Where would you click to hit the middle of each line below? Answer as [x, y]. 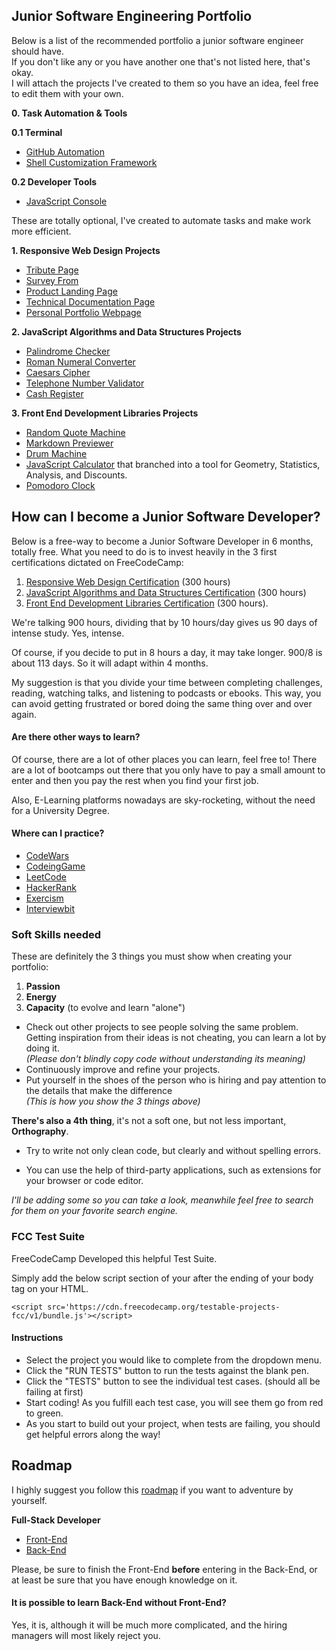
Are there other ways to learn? [76, 737]
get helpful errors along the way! [93, 1434]
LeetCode [46, 877]
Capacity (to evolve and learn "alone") [105, 1008]
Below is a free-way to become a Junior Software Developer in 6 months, [162, 541]
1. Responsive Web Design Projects [86, 250]
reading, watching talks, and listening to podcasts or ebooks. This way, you [166, 693]
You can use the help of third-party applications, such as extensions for [173, 1170]
